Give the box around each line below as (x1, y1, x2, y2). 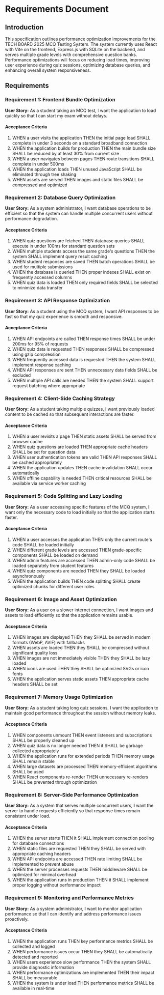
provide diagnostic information (12, 964, 74, 970)
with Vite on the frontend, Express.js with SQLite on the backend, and (5, 47, 145, 52)
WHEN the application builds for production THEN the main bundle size (12, 145, 156, 151)
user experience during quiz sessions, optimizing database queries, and (5, 62, 151, 68)
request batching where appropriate (12, 382, 85, 389)
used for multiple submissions (12, 264, 73, 270)
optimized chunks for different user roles (12, 583, 94, 589)
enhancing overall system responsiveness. (5, 67, 91, 73)
